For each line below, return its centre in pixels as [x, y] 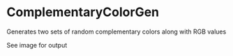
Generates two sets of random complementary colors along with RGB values [116, 31]
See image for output [37, 45]
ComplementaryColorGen [83, 12]
